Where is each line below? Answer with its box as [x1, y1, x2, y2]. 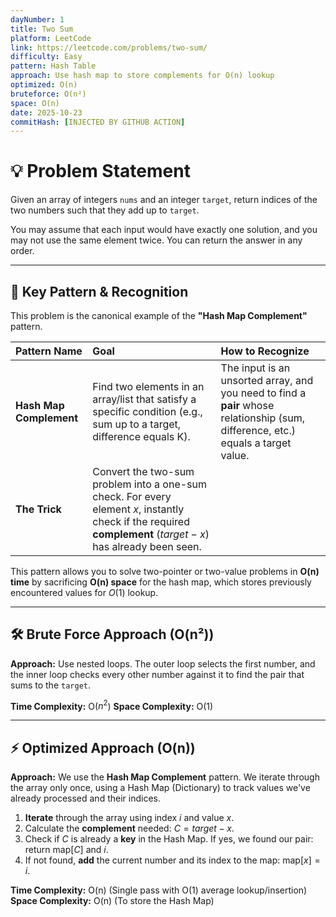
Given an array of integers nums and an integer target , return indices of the [10, 194, 318, 206]
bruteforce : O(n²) [10, 89, 87, 99]
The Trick [15, 502, 62, 516]
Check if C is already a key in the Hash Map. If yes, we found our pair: [24, 833, 314, 845]
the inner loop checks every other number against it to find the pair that [10, 668, 305, 680]
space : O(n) [10, 98, 60, 108]
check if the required [92, 515, 190, 528]
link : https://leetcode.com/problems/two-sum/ [10, 42, 208, 53]
